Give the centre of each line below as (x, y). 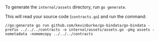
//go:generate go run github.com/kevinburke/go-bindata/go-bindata (76, 25)
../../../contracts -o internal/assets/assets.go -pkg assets (85, 30)
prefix (12, 30)
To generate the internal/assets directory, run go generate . (66, 7)
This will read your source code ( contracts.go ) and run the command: (76, 16)
